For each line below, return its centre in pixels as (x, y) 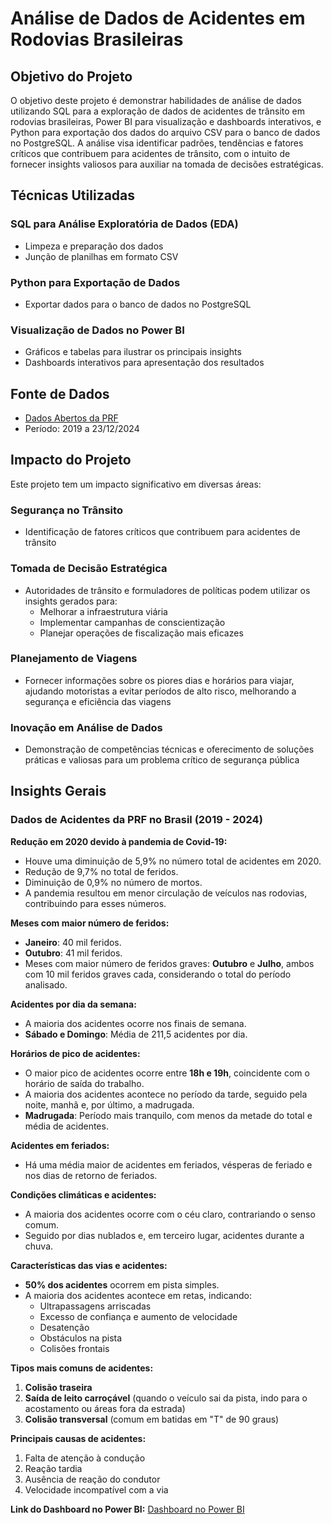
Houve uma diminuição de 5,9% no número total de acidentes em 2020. (173, 861)
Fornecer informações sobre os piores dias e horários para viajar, (159, 680)
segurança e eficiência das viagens (98, 701)
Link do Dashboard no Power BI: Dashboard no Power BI (127, 1509)
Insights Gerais (58, 791)
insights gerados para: (71, 601)
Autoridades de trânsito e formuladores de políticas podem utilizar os (167, 590)
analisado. (46, 984)
